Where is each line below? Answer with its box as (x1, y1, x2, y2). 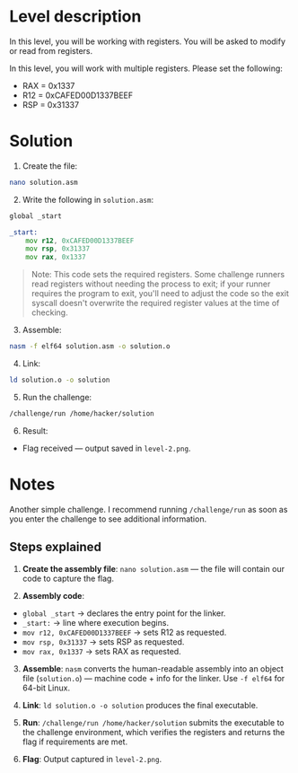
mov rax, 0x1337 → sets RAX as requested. (22, 646, 181, 656)
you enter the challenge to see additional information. (9, 514, 207, 524)
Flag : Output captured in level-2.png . (22, 753, 162, 764)
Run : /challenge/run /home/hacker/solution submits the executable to (22, 716, 285, 728)
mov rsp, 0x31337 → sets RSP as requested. (22, 636, 185, 647)
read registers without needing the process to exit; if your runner (31, 278, 271, 289)
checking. (31, 307, 69, 318)
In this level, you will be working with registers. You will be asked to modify (9, 36, 285, 47)
